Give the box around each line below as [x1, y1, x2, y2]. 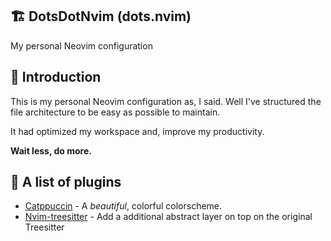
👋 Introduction [10, 69, 102, 86]
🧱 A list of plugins [10, 174, 122, 191]
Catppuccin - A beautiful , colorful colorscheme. [24, 200, 223, 212]
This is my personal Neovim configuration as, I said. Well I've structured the [10, 95, 322, 107]
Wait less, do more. [10, 144, 92, 157]
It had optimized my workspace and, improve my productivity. [10, 125, 265, 137]
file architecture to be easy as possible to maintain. [10, 106, 221, 118]
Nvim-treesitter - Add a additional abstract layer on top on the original [24, 211, 313, 223]
